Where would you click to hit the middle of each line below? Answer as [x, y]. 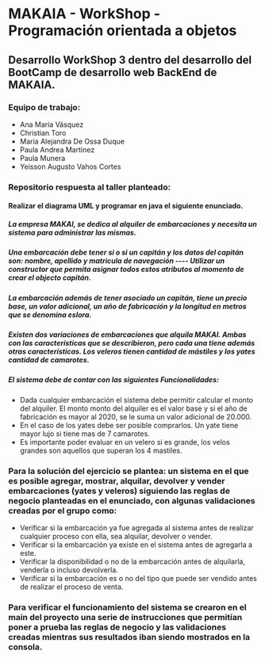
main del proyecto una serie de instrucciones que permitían [125, 618]
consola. [25, 647]
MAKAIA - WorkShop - [84, 14]
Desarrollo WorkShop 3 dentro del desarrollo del [130, 60]
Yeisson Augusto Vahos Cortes [70, 166]
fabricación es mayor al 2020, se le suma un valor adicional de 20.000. [136, 416]
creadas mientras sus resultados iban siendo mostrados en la [129, 637]
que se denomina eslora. [50, 315]
